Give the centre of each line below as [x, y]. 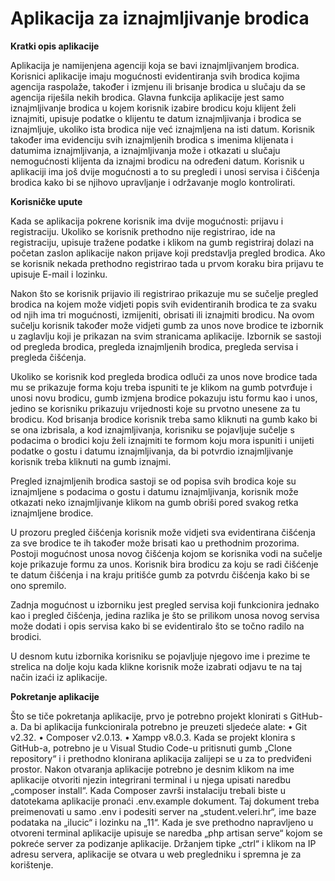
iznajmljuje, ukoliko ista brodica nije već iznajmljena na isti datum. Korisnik [162, 129]
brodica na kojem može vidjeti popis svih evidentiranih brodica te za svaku [164, 304]
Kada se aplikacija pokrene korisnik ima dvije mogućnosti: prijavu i [147, 221]
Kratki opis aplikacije [55, 46]
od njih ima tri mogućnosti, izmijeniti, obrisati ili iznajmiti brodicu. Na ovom [162, 314]
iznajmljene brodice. [52, 513]
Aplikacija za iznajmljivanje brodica [160, 18]
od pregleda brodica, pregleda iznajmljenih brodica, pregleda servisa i [154, 346]
